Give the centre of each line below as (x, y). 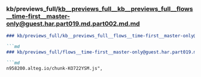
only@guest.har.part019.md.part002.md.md (73, 24)
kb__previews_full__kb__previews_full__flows (125, 9)
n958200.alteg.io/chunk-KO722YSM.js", (54, 68)
